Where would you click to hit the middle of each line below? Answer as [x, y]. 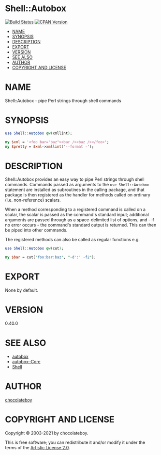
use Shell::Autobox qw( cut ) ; [34, 248]
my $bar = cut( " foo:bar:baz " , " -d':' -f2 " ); [51, 257]
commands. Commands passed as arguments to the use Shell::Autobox [77, 185]
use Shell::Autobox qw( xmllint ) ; [39, 133]
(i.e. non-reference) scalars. [33, 200]
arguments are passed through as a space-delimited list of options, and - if [80, 220]
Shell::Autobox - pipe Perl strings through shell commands [63, 101]
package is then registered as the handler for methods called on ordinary [78, 195]
